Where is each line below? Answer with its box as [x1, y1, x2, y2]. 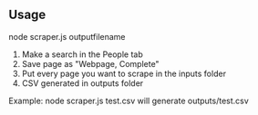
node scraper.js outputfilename [8, 31, 126, 42]
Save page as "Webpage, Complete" [21, 58, 160, 69]
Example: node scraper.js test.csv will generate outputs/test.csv [8, 95, 250, 106]
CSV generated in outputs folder [21, 77, 144, 89]
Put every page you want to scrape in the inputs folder [21, 68, 227, 79]
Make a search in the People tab [21, 49, 143, 60]
